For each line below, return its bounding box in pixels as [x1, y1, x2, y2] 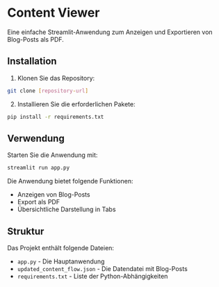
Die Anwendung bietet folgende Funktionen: [7, 177, 133, 186]
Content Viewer [7, 5, 100, 21]
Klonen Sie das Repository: [17, 74, 95, 82]
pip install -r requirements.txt [7, 113, 104, 120]
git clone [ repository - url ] [7, 87, 89, 95]
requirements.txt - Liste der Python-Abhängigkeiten [17, 272, 168, 280]
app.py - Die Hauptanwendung [17, 257, 105, 265]
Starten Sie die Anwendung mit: [7, 151, 98, 159]
